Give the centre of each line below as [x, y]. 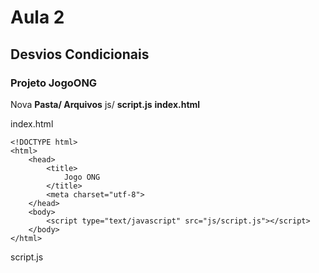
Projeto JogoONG [54, 83]
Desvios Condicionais [80, 54]
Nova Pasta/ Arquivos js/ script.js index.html [105, 104]
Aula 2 [37, 17]
